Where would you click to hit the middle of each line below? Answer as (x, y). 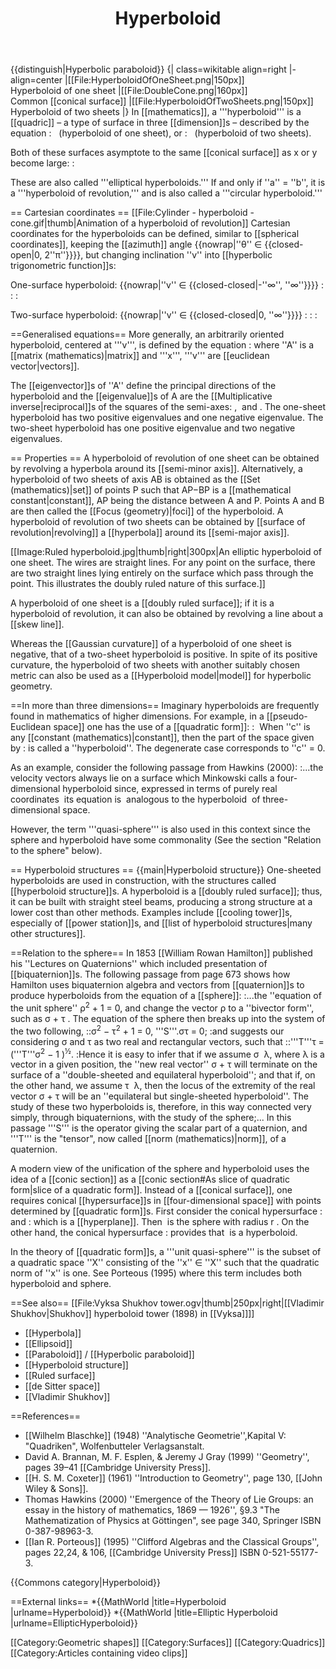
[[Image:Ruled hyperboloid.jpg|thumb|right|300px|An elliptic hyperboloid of (166, 552)
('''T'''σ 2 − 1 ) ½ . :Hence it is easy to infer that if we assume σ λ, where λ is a (167, 1053)
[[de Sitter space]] (62, 1386)
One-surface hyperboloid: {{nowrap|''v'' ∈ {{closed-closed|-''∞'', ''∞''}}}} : (167, 285)
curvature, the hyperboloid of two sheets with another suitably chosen (155, 665)
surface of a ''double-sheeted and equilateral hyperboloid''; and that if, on (163, 1075)
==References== (45, 1416)
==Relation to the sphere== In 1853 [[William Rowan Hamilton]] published (161, 953)
